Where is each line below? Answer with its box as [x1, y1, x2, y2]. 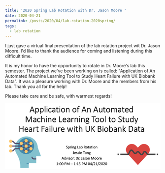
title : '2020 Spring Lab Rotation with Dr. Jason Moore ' [5, 8, 127, 13]
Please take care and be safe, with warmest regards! [5, 93, 112, 99]
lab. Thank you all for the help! [5, 84, 67, 89]
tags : [5, 24, 16, 29]
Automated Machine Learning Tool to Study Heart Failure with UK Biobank [5, 73, 156, 79]
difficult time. [5, 53, 32, 59]
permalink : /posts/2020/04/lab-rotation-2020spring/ [5, 18, 116, 23]
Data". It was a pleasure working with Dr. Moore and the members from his [5, 79, 157, 85]
